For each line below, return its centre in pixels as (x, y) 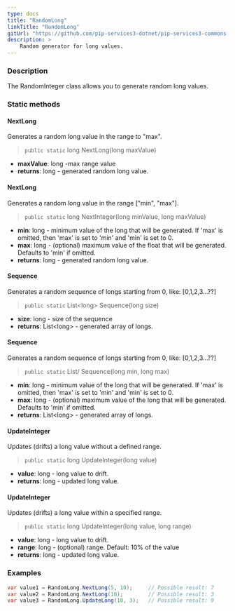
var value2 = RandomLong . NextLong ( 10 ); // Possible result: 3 (111, 594)
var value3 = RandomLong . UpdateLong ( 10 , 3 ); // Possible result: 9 (111, 600)
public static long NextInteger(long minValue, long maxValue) (115, 216)
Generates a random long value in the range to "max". (85, 137)
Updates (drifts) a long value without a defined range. (85, 447)
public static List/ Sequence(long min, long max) (97, 372)
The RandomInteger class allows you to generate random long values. (108, 86)
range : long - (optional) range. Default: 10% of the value (98, 547)
